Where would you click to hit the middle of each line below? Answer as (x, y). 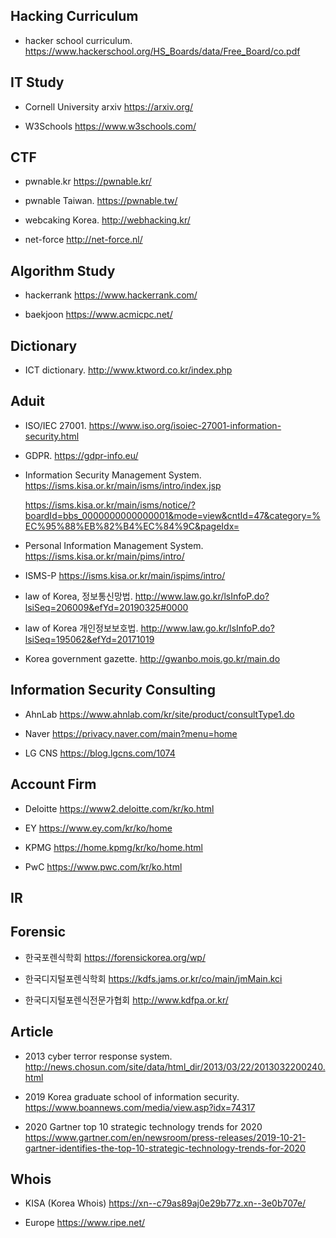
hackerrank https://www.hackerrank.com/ (111, 295)
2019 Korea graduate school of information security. (132, 1096)
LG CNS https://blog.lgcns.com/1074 (100, 753)
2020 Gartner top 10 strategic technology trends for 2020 (143, 1126)
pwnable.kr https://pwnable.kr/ (88, 181)
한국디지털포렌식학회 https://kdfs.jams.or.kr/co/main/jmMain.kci (153, 978)
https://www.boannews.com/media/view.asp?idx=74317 (140, 1107)
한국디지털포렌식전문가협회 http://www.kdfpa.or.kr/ (126, 1000)
